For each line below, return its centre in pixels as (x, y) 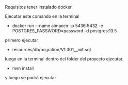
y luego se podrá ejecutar (31, 78)
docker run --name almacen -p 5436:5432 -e (57, 26)
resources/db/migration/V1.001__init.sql (51, 50)
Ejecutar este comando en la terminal (42, 16)
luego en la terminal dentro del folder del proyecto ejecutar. (64, 59)
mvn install (23, 68)
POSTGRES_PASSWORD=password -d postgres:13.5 (64, 31)
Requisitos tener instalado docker (38, 7)
